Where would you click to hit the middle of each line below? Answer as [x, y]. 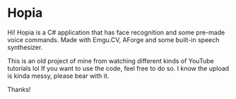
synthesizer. [25, 47]
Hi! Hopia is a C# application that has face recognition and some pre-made [116, 32]
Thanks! [19, 89]
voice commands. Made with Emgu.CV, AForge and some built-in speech [113, 39]
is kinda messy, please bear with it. [58, 76]
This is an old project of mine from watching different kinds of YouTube [111, 60]
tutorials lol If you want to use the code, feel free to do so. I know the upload [118, 68]
